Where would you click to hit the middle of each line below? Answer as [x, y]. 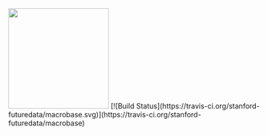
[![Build [122, 106]
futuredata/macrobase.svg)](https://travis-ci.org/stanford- [105, 115]
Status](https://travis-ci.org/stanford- [198, 106]
